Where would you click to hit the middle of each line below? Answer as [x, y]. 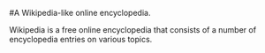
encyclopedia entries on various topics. [81, 39]
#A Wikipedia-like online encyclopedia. [80, 13]
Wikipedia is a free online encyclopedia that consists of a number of [133, 30]
